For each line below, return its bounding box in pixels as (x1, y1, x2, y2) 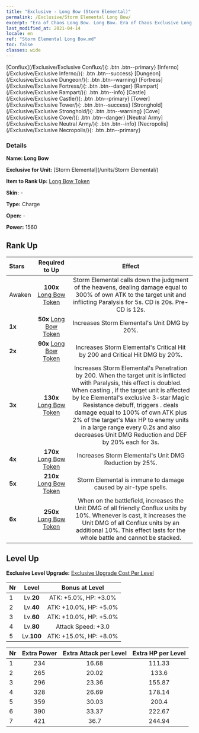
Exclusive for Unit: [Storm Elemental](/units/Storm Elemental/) (6, 167, 159, 174)
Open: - (6, 212, 25, 219)
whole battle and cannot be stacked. (80, 533, 182, 542)
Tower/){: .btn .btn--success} (59, 101, 131, 108)
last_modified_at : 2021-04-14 (6, 25, 81, 31)
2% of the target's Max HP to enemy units (72, 415, 190, 424)
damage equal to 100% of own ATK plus (74, 408, 188, 417)
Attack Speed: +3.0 (56, 622, 110, 630)
